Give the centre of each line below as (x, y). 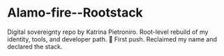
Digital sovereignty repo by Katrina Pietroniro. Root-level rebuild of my (108, 32)
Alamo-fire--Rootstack (75, 13)
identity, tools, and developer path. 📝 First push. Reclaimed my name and (112, 39)
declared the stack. (35, 46)
